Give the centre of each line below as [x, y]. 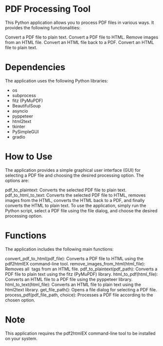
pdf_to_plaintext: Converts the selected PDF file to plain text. [66, 190]
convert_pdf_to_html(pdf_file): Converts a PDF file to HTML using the [74, 258]
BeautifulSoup [26, 105]
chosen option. [20, 300]
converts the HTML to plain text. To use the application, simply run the [76, 205]
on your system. [21, 338]
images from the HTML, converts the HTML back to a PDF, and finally [75, 200]
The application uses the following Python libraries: [57, 81]
